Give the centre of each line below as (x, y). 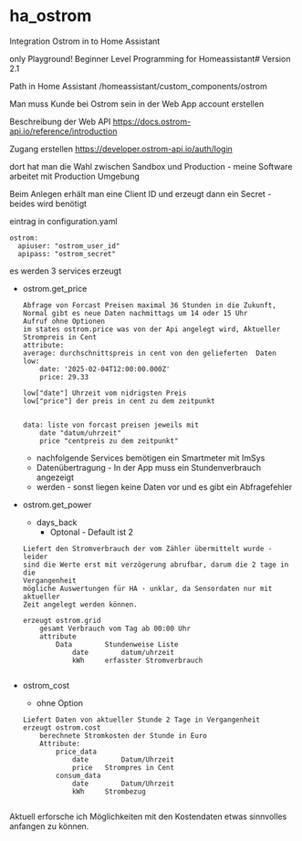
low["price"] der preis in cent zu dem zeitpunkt (119, 401)
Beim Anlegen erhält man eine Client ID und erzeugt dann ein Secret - (141, 193)
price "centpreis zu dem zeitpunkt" (109, 441)
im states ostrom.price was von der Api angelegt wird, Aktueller (151, 329)
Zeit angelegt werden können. (80, 604)
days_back (57, 522)
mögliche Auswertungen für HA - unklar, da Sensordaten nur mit (147, 588)
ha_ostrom (51, 16)
